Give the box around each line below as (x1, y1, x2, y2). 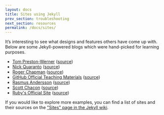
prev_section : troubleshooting (5, 16, 69, 21)
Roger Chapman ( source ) (12, 69, 64, 75)
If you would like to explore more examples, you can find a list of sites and (5, 99, 155, 105)
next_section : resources (5, 21, 56, 26)
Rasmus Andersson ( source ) (12, 79, 70, 86)
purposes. (5, 49, 26, 55)
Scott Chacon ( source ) (12, 85, 59, 91)
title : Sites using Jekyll (5, 12, 61, 17)
